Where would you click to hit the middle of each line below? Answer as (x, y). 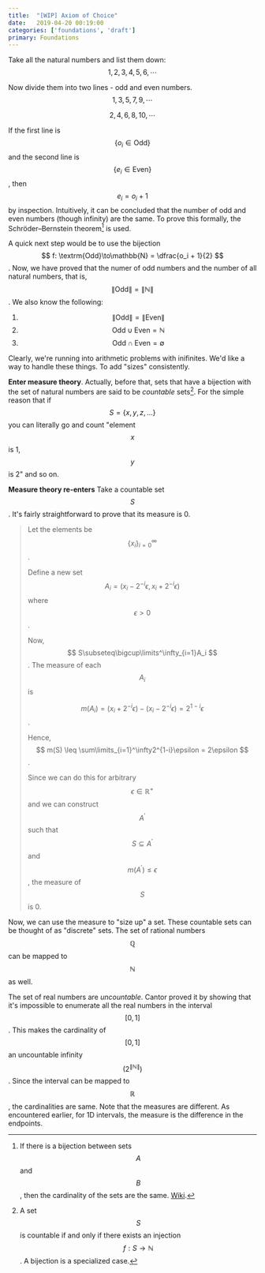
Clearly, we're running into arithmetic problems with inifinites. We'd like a (127, 358)
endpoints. (26, 1123)
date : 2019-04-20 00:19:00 (56, 23)
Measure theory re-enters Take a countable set (86, 489)
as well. (21, 981)
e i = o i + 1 (132, 197)
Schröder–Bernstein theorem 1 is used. (70, 227)
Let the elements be (60, 529)
